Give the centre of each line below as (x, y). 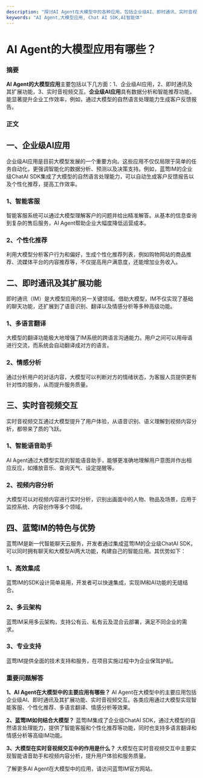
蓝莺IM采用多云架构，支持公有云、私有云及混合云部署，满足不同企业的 (94, 622)
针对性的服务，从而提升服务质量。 (49, 384)
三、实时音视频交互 (42, 405)
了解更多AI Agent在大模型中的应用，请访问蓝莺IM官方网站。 (81, 769)
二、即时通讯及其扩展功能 (54, 283)
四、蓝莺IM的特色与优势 (51, 528)
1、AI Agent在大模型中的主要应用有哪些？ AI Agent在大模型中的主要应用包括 (101, 692)
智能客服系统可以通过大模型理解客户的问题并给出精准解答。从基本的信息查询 (101, 216)
